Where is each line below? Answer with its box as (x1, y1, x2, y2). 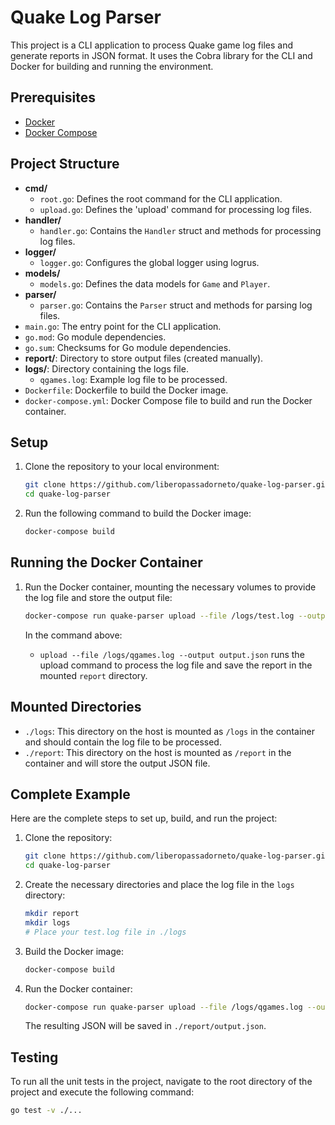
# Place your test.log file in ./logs (24, 927, 187, 937)
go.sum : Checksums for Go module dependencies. (24, 341, 232, 353)
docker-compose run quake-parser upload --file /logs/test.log (24, 611, 295, 621)
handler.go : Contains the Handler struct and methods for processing (39, 224, 322, 236)
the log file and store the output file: (24, 591, 173, 603)
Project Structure (10, 156, 120, 173)
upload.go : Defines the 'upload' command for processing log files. (39, 203, 313, 215)
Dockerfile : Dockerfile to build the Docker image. (24, 384, 229, 396)
